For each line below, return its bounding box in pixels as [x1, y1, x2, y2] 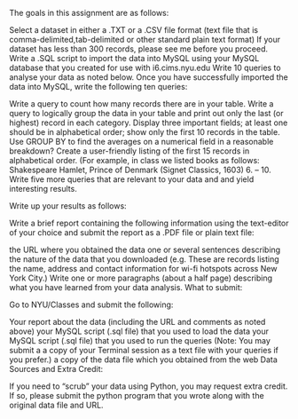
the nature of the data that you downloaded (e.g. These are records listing [9, 254, 279, 265]
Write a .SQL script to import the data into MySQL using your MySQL [9, 53, 260, 63]
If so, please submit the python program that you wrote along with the [9, 391, 264, 400]
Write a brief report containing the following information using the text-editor [9, 217, 290, 228]
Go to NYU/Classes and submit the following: [9, 299, 174, 310]
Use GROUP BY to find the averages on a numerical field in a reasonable [9, 137, 274, 146]
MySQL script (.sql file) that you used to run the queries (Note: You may [9, 336, 271, 345]
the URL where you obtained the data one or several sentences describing [9, 244, 281, 255]
